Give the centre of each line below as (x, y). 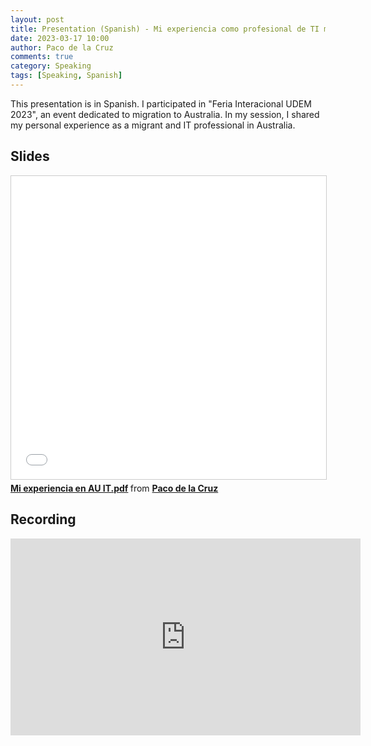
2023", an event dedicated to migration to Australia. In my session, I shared (165, 114)
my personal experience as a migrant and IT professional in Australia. (153, 125)
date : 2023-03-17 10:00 (60, 38)
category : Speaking (51, 66)
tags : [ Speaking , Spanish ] (66, 76)
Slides (30, 156)
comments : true (42, 57)
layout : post (37, 19)
